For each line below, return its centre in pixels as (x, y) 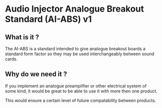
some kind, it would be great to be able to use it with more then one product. (81, 91)
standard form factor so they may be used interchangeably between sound (80, 54)
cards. (11, 59)
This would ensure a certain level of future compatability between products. (81, 100)
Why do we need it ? (36, 74)
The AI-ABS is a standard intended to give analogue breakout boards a (75, 49)
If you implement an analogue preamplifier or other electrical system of (76, 86)
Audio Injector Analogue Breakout (74, 9)
